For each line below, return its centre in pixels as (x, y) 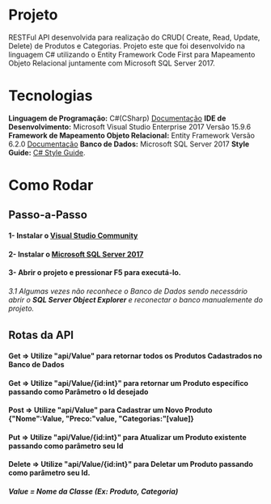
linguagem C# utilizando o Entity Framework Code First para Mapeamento (132, 54)
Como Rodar (51, 186)
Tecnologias (51, 96)
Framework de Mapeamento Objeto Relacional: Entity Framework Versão (131, 135)
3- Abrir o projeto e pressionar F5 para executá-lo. (95, 273)
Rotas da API (41, 335)
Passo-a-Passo (48, 215)
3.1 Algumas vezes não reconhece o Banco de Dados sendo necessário (128, 291)
